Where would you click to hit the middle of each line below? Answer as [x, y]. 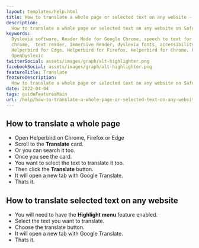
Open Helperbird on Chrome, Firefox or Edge [69, 138]
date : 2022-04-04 [28, 89]
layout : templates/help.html [42, 12]
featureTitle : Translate [37, 72]
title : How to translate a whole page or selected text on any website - [99, 17]
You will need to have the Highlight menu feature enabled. [86, 215]
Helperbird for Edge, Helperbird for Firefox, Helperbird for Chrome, [100, 50]
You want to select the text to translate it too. [69, 163]
